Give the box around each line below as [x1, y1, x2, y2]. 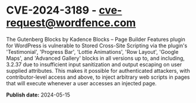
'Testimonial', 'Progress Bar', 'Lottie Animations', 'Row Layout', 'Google [6, 48, 179, 55]
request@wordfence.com [6, 16, 136, 30]
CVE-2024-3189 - [6, 4, 97, 17]
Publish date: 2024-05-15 [6, 91, 70, 98]
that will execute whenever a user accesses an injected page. [6, 79, 157, 86]
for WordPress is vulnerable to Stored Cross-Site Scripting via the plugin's [6, 42, 188, 49]
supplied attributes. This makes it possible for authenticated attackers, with [6, 67, 190, 74]
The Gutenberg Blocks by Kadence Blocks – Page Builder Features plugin [6, 36, 186, 43]
